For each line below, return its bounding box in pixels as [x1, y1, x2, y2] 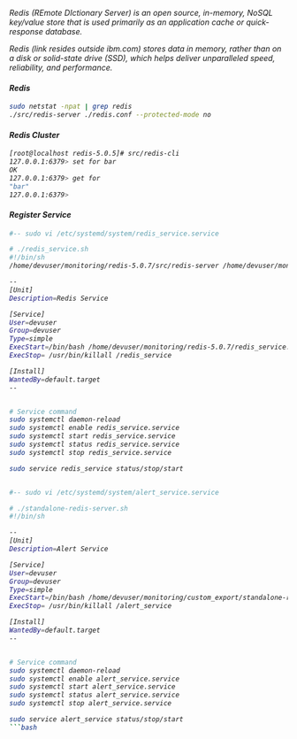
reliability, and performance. [9, 62, 113, 73]
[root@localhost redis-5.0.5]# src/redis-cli [9, 150, 179, 158]
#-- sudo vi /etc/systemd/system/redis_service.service [9, 229, 219, 238]
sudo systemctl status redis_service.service [9, 440, 179, 450]
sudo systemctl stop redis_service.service [9, 448, 172, 457]
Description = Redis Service [9, 294, 109, 303]
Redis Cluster [9, 129, 60, 140]
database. [45, 27, 82, 36]
